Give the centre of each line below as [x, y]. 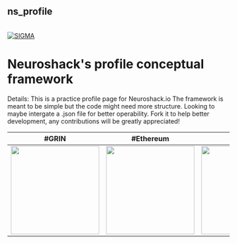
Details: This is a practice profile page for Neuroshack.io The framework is [115, 99]
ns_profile [30, 12]
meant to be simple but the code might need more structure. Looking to [111, 106]
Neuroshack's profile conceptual [106, 64]
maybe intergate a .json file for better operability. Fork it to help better [109, 114]
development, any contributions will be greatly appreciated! [93, 121]
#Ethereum [150, 138]
